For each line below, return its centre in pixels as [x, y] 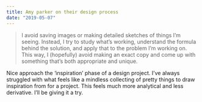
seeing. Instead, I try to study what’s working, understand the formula [109, 42]
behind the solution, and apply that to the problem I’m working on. [104, 48]
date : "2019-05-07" [31, 18]
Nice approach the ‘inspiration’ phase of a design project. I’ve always [93, 73]
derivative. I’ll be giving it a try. [45, 92]
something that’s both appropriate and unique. [79, 61]
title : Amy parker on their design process [63, 12]
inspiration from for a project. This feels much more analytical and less [95, 86]
